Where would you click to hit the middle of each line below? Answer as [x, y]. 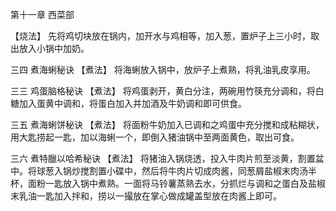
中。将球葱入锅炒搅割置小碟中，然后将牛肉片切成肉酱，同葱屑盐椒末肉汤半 [163, 171]
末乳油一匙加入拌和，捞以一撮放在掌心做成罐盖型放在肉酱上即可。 [146, 196]
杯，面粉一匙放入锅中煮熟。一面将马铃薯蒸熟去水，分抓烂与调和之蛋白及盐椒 [168, 183]
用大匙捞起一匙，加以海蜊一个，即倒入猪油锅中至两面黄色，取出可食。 [155, 137]
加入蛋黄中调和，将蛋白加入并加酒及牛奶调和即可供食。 [132, 103]
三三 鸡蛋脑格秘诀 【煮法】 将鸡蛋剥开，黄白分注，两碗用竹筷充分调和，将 [163, 91]
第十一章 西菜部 [42, 14]
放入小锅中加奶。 [54, 48]
